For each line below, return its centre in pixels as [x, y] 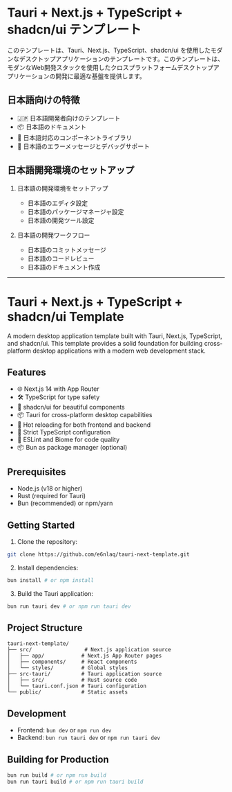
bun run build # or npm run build [57, 775]
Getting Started [41, 525]
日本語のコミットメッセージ [67, 249]
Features [27, 372]
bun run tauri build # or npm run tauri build [75, 782]
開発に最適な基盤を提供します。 [100, 76]
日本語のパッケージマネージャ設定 [76, 211]
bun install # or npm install [51, 580]
